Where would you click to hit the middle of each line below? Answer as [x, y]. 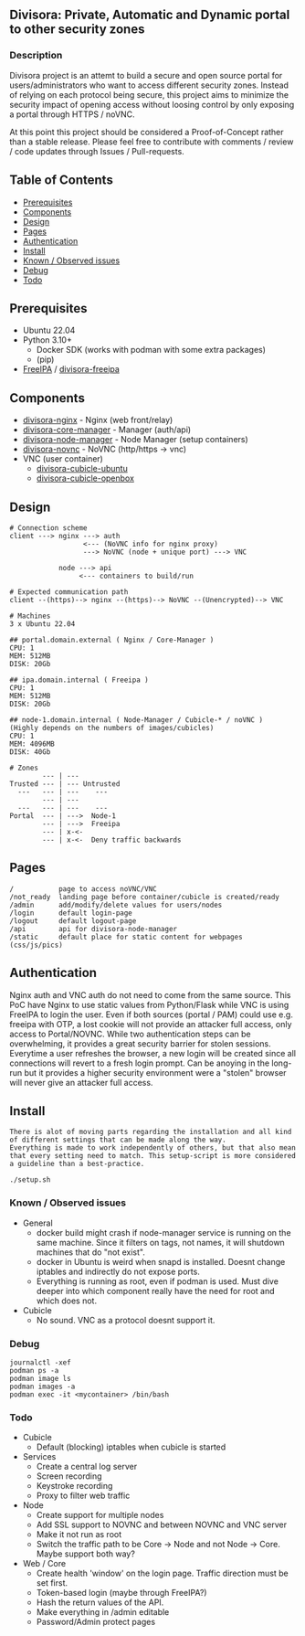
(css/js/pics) [37, 945]
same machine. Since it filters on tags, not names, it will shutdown [160, 1242]
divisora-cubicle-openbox [85, 478]
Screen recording [69, 1476]
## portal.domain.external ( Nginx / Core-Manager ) [112, 640]
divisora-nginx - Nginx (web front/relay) [98, 420]
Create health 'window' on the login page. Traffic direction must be [163, 1573]
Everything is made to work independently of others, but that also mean [153, 1148]
